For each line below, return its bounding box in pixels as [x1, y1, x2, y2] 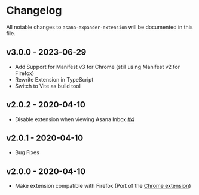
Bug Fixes [14, 149, 40, 156]
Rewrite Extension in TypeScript [14, 76, 94, 83]
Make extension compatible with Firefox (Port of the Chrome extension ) [14, 182, 191, 190]
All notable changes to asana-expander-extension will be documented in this [6, 23, 193, 31]
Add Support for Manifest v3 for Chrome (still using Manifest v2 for [14, 63, 180, 70]
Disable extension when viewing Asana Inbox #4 [14, 115, 134, 123]
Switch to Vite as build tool [14, 82, 81, 89]
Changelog [6, 4, 62, 17]
